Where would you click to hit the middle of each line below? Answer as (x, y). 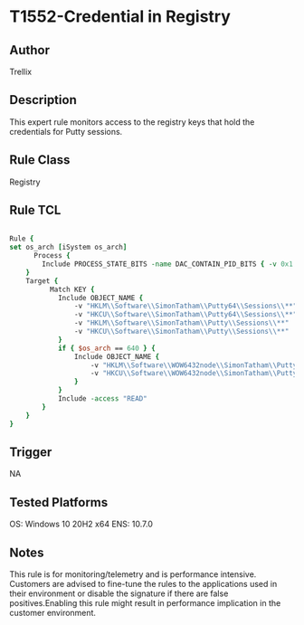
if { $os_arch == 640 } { (106, 348)
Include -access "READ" (102, 399)
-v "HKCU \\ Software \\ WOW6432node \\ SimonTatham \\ (184, 374)
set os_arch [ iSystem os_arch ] (68, 247)
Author (29, 50)
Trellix (21, 71)
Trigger (31, 452)
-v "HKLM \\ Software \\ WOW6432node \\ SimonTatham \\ (184, 365)
